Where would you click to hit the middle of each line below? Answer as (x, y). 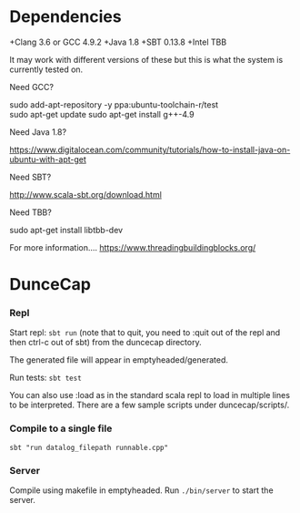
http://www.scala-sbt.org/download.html (85, 194)
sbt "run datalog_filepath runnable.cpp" (89, 447)
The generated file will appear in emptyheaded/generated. (119, 360)
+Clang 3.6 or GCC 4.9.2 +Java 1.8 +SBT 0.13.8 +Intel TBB (118, 42)
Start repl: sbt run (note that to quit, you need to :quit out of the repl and (145, 333)
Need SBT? (30, 177)
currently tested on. (46, 69)
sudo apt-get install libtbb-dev (66, 230)
